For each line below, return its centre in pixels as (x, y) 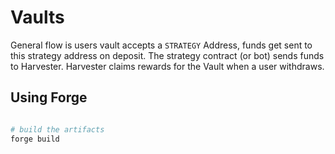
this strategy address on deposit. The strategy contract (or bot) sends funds (167, 55)
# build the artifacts (57, 129)
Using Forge (49, 97)
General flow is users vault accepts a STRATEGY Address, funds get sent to (161, 45)
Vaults (37, 17)
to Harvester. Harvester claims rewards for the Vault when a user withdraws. (167, 66)
